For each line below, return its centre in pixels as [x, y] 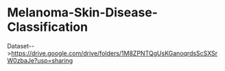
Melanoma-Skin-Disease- [82, 13]
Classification [47, 27]
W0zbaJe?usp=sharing [40, 60]
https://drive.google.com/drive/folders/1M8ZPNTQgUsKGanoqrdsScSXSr [115, 53]
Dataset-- [21, 46]
